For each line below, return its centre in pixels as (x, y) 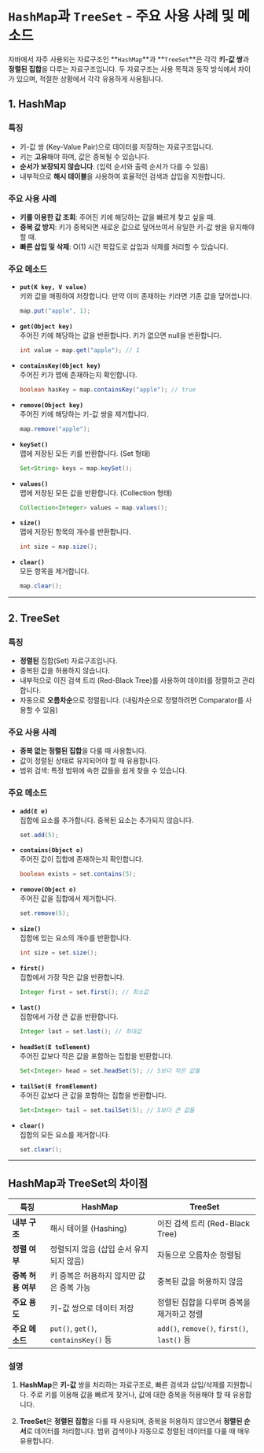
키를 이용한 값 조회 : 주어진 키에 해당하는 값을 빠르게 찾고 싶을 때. (117, 217)
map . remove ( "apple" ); (55, 429)
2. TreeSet (34, 618)
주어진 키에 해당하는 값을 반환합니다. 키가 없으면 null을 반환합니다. (121, 335)
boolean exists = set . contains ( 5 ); (78, 874)
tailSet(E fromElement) (59, 1086)
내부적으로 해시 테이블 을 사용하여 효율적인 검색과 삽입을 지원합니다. (122, 176)
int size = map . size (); (59, 547)
